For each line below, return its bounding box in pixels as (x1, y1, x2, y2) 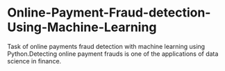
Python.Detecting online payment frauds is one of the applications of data (7, 50, 219, 58)
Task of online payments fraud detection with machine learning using (7, 42, 206, 50)
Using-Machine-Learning (7, 19, 157, 35)
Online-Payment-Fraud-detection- (7, 5, 211, 21)
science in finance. (7, 57, 62, 65)
